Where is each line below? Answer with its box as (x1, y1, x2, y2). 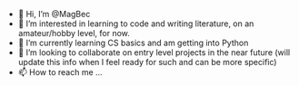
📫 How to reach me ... (17, 67, 103, 77)
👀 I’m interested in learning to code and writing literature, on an (17, 18, 254, 29)
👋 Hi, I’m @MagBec (17, 9, 91, 19)
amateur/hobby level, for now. (17, 28, 130, 38)
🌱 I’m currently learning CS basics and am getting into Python (17, 37, 249, 48)
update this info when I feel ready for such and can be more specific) (17, 57, 277, 67)
